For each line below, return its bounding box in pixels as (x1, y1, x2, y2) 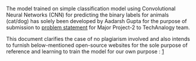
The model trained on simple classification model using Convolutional (6, 5, 176, 12)
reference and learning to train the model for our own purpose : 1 (6, 48, 165, 55)
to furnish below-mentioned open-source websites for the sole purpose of (6, 41, 188, 49)
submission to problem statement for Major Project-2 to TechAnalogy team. (6, 24, 191, 31)
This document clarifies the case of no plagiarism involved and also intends (6, 36, 191, 42)
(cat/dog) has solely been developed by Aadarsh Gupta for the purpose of (6, 18, 187, 24)
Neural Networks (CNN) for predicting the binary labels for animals (6, 11, 169, 18)
